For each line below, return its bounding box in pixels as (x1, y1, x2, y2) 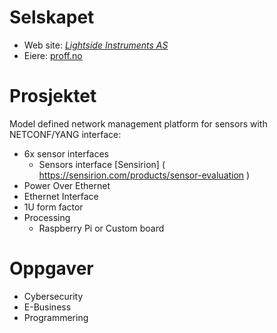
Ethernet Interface (23, 190, 99, 202)
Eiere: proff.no (23, 49, 83, 61)
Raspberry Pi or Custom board (38, 222, 165, 234)
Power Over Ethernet (23, 179, 111, 191)
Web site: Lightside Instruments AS (23, 39, 169, 51)
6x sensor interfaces (23, 147, 110, 160)
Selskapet (9, 6, 95, 29)
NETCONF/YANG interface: (9, 128, 122, 140)
